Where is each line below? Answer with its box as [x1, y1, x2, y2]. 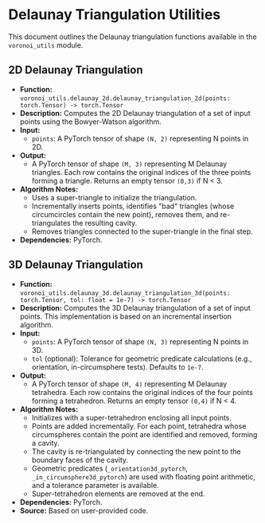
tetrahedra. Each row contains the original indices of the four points [31, 387, 253, 397]
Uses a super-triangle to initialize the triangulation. [31, 192, 197, 202]
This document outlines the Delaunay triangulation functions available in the [8, 32, 257, 41]
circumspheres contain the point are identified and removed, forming [31, 429, 258, 439]
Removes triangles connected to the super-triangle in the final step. [31, 227, 253, 236]
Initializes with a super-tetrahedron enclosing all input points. [31, 413, 232, 422]
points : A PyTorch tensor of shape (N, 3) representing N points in [31, 336, 249, 347]
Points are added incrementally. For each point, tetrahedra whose [31, 421, 247, 431]
